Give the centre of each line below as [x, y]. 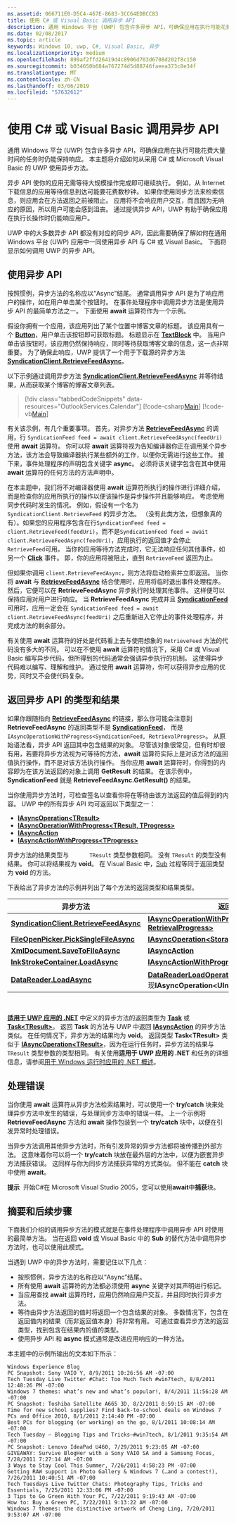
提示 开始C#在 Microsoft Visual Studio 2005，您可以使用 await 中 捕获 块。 [113, 1187]
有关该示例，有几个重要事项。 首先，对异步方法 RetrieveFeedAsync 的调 [113, 428]
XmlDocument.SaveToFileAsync [66, 950]
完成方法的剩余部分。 [38, 625]
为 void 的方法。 [31, 872]
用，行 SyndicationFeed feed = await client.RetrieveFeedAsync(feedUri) [115, 437]
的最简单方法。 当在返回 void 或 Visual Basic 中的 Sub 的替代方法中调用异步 [117, 1238]
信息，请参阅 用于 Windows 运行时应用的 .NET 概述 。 [84, 1061]
